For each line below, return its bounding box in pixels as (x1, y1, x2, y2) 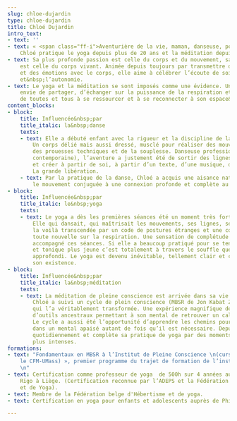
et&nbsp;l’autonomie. (20, 75, 83, 83)
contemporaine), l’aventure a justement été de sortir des (32, 154, 210, 162)
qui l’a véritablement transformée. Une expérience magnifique (32, 305, 222, 312)
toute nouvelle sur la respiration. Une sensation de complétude (32, 233, 229, 240)
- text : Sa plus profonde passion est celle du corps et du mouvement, (7, 56, 222, 63)
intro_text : (7, 30, 42, 37)
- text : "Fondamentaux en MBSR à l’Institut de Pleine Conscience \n (7, 351, 217, 358)
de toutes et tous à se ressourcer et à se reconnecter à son (20, 96, 207, 103)
